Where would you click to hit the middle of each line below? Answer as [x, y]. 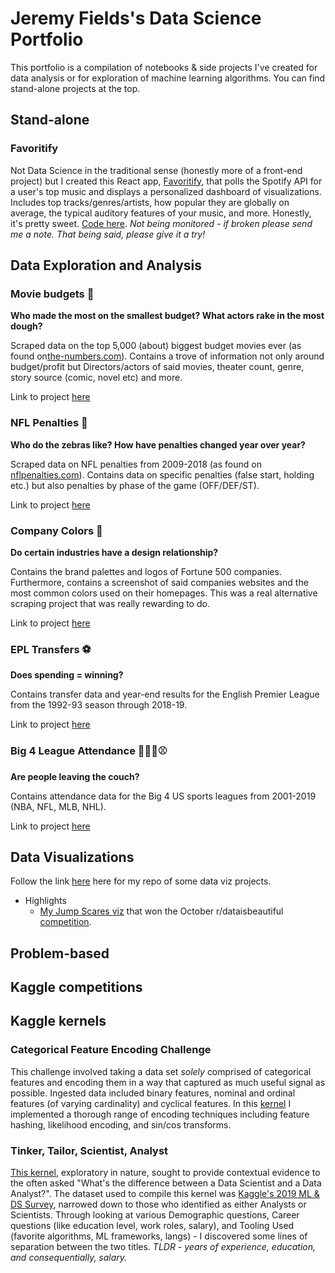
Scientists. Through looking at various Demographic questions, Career [155, 1215]
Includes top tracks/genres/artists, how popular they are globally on [150, 202]
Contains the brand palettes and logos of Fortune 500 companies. [146, 571]
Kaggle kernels [58, 1021]
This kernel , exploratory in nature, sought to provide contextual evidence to [165, 1173]
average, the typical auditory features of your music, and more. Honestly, [161, 213]
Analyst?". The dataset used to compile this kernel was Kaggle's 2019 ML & [165, 1194]
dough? [26, 326]
